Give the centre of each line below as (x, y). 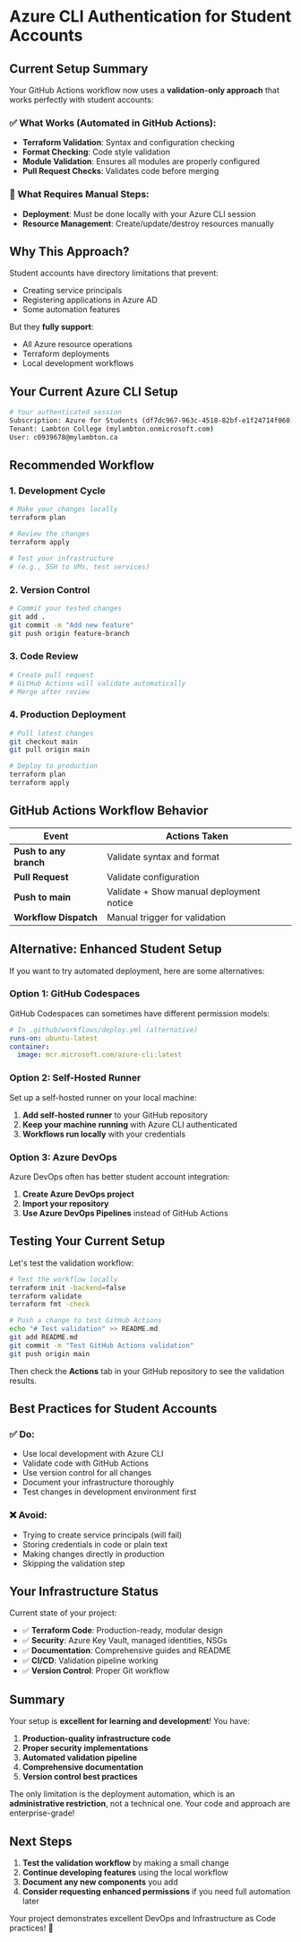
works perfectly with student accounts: (82, 100)
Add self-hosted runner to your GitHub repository (115, 1115)
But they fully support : (52, 327)
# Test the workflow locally (64, 1279)
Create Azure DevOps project (78, 1194)
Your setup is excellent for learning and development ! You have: (130, 1721)
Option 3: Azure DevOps (64, 1157)
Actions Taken (197, 836)
